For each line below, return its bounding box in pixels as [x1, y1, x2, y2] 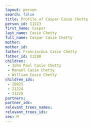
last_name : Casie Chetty [5, 30, 57, 35]
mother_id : [5, 44, 28, 49]
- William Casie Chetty [7, 72, 57, 77]
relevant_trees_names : [5, 105, 52, 110]
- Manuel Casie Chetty [7, 68, 55, 73]
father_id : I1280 [5, 53, 41, 59]
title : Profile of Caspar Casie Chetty [5, 16, 88, 21]
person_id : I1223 [5, 21, 41, 26]
